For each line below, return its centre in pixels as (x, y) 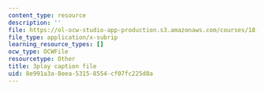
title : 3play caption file (52, 67)
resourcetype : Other (42, 59)
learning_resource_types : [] (56, 45)
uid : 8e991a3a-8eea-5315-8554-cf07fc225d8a (81, 74)
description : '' (35, 23)
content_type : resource (47, 15)
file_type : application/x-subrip (63, 37)
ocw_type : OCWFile (38, 52)
